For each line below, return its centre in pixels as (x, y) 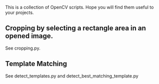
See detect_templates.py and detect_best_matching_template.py (72, 76)
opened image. (29, 36)
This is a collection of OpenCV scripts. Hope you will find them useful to (79, 7)
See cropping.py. (23, 48)
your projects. (20, 12)
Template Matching (36, 64)
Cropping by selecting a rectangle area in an (76, 28)
